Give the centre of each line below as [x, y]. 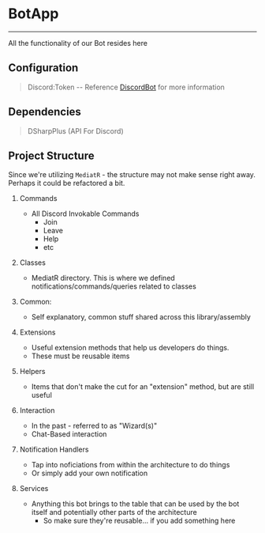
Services [34, 489]
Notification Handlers [54, 450]
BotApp [34, 14]
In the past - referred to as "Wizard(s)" [94, 426]
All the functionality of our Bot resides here [78, 43]
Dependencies [45, 112]
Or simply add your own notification [90, 473]
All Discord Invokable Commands [85, 214]
